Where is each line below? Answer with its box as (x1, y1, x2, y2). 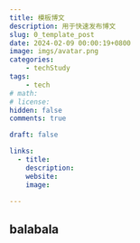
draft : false (9, 130, 59, 140)
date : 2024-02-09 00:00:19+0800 (9, 38, 131, 48)
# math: (9, 89, 39, 98)
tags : (9, 72, 30, 81)
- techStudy (25, 64, 70, 73)
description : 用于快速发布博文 (9, 22, 117, 31)
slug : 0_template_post (9, 30, 95, 39)
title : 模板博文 (9, 13, 65, 23)
